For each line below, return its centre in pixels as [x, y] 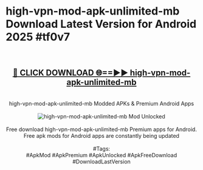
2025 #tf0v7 [38, 37]
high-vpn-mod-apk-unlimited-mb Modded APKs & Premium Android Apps [101, 103]
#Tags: [101, 148]
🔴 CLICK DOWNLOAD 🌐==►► [71, 73]
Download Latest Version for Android [101, 24]
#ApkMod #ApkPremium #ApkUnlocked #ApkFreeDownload [101, 155]
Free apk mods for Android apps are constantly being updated [101, 135]
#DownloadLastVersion [101, 161]
